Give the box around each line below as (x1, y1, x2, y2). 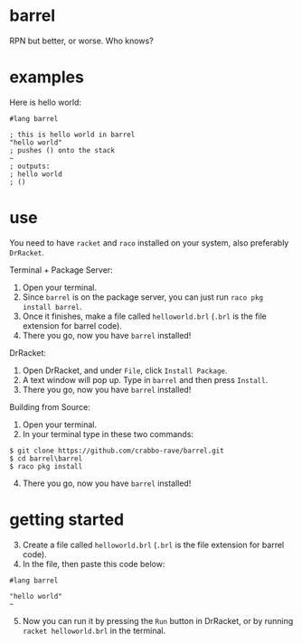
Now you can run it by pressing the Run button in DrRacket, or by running (22, 615, 294, 626)
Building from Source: (9, 401, 90, 412)
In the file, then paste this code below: (22, 558, 165, 569)
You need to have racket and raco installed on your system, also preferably (9, 237, 289, 248)
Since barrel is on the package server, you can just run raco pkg (22, 291, 264, 303)
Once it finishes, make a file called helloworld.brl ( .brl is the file (22, 311, 267, 321)
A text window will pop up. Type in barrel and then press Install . (22, 374, 269, 385)
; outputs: (9, 162, 51, 171)
